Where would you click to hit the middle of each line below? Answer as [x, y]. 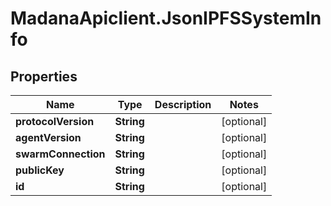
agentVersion [48, 137]
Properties [44, 76]
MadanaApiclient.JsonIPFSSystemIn [166, 18]
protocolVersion [55, 121]
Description [183, 104]
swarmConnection [60, 154]
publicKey [40, 170]
